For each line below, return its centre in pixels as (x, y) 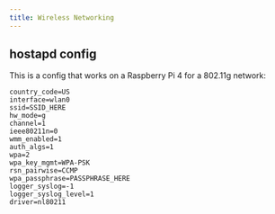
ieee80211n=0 (34, 131)
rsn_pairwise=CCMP (44, 171)
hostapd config (53, 54)
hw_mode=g (28, 116)
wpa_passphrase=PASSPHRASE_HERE (70, 179)
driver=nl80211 (38, 202)
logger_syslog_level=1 (52, 194)
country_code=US (40, 92)
